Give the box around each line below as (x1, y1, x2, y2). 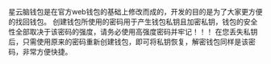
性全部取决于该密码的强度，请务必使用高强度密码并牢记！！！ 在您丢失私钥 (8, 27, 258, 36)
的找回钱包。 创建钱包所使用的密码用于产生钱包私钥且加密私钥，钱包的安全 (8, 17, 258, 26)
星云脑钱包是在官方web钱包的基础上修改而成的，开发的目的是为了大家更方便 (8, 7, 263, 16)
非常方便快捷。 (22, 47, 73, 56)
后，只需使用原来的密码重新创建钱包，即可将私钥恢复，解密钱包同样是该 (8, 37, 248, 46)
